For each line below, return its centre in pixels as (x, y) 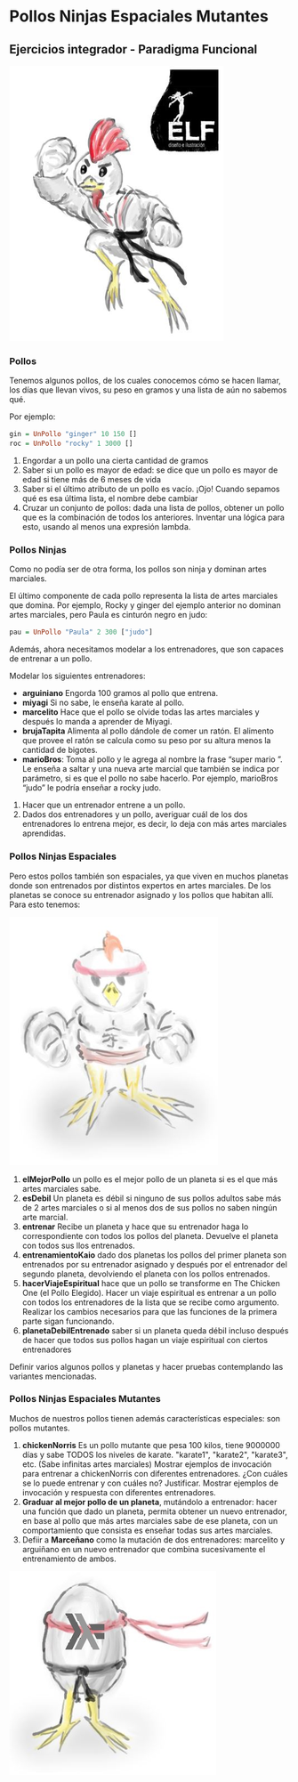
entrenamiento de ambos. (69, 1559)
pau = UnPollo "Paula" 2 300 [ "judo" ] (81, 632)
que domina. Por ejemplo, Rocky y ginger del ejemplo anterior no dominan (145, 605)
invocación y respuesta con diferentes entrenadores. (119, 1492)
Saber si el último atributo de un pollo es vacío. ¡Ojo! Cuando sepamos (151, 489)
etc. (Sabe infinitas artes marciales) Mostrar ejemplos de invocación (147, 1464)
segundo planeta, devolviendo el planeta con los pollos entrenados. (146, 1274)
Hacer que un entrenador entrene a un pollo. (104, 805)
